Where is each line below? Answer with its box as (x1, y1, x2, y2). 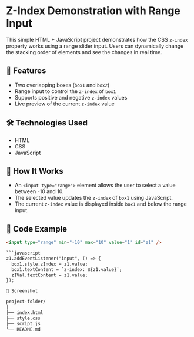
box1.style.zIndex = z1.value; (11, 261, 88, 267)
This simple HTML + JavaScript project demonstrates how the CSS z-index (6, 36, 188, 43)
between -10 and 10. (14, 188, 64, 195)
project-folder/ (6, 299, 46, 305)
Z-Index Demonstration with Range (6, 4, 181, 18)
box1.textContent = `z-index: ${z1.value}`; (11, 266, 122, 272)
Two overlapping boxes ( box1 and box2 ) (14, 81, 110, 88)
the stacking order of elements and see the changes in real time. (6, 48, 163, 55)
